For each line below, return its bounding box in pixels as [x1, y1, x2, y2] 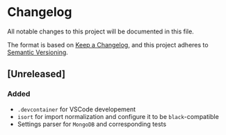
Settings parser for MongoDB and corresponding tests [17, 120, 167, 128]
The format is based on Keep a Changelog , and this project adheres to [7, 40, 209, 49]
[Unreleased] [7, 68, 66, 80]
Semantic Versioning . [7, 48, 68, 56]
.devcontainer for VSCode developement [17, 105, 136, 113]
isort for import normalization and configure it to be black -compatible [17, 112, 219, 120]
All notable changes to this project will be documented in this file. [7, 27, 195, 35]
